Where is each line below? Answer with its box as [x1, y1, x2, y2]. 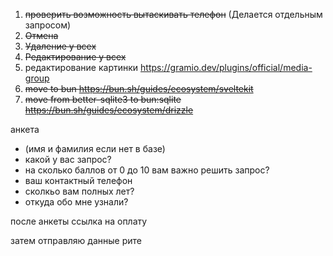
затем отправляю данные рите [10, 235, 142, 246]
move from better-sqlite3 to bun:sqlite [24, 94, 182, 105]
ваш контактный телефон [24, 175, 133, 186]
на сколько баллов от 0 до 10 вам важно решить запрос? [24, 164, 270, 176]
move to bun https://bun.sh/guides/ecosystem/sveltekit [24, 83, 254, 94]
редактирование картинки [24, 62, 139, 73]
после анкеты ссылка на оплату [10, 215, 148, 227]
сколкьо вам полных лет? [24, 185, 135, 197]
